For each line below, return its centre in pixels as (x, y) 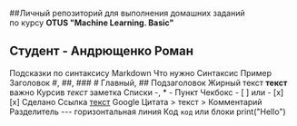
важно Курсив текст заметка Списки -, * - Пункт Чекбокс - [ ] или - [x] (147, 92)
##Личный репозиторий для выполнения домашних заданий (127, 13)
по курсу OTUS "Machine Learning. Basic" (92, 23)
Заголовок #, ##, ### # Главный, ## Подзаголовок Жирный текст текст (148, 82)
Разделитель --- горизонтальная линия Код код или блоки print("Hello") (148, 111)
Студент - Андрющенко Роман (101, 51)
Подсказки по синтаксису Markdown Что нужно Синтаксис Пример (141, 73)
